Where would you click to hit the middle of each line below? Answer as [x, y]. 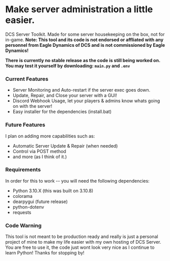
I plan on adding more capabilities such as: [50, 136]
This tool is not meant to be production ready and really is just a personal [82, 237]
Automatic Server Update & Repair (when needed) [65, 146]
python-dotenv [28, 207]
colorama [23, 196]
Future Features [25, 125]
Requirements [23, 170]
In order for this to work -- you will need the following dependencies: [77, 181]
